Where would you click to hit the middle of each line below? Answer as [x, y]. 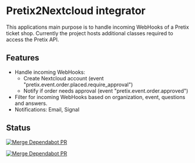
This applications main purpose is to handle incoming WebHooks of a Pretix [97, 27]
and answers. [31, 103]
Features [23, 58]
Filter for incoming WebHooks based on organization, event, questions [100, 97]
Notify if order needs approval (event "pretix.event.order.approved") [106, 91]
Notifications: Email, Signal [47, 109]
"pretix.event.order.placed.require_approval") [78, 84]
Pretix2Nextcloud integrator [76, 11]
